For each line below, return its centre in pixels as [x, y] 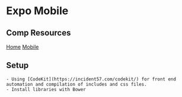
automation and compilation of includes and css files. [76, 84]
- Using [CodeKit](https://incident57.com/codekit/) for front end [91, 79]
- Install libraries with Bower [46, 89]
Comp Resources [39, 33]
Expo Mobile [37, 11]
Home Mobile [23, 47]
